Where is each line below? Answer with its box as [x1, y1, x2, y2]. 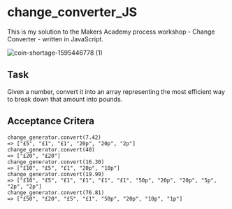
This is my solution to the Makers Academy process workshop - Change [7, 27, 215, 36]
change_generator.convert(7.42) [7, 134, 101, 141]
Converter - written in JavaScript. [7, 34, 103, 43]
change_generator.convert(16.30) [7, 159, 105, 166]
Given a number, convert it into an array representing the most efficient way [7, 87, 226, 95]
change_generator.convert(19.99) [7, 170, 105, 177]
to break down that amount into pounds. [7, 95, 123, 103]
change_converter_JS [7, 4, 138, 20]
